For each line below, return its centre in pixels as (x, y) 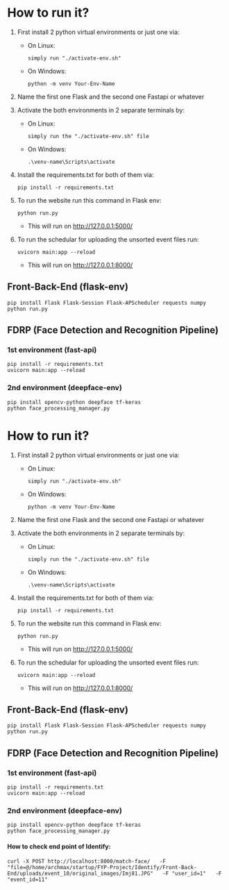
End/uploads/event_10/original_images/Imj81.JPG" (80, 873)
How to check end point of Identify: (59, 847)
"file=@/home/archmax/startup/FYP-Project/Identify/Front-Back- (102, 867)
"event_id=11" (28, 880)
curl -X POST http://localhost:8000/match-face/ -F (87, 861)
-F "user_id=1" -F (192, 873)
